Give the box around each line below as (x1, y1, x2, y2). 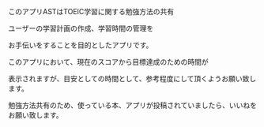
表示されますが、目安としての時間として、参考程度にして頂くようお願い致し (8, 74, 257, 83)
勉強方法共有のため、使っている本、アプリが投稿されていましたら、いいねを (8, 101, 257, 110)
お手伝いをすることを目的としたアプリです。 (8, 40, 153, 50)
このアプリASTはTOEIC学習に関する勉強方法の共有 (8, 7, 175, 16)
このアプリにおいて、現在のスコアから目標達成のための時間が (8, 58, 209, 66)
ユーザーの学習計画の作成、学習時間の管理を (8, 24, 154, 33)
